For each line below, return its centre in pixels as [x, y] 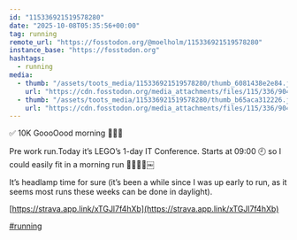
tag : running [33, 34]
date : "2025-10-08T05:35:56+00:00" [75, 26]
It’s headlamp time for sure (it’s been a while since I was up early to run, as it [148, 182]
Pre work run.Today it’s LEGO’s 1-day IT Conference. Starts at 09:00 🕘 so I [145, 151]
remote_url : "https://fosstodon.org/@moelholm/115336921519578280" [136, 42]
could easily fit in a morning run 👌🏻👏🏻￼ [82, 165]
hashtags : [27, 58]
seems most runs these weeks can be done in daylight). [111, 192]
